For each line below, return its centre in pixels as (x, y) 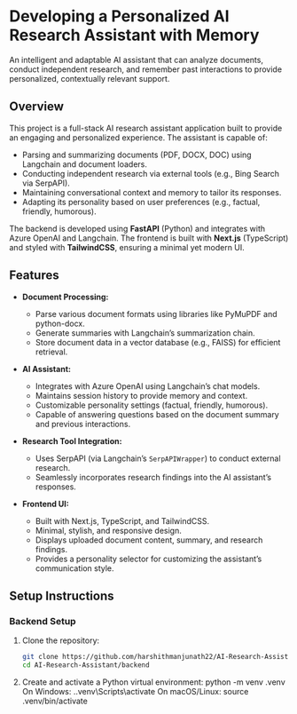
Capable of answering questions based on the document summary (157, 414)
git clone (40, 657)
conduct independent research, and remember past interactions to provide (145, 69)
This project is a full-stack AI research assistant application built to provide (146, 128)
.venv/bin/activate (55, 701)
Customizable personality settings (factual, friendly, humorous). (152, 405)
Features (34, 276)
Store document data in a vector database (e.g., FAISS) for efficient (158, 342)
